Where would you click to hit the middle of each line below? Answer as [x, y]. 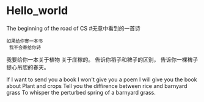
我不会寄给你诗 [25, 47]
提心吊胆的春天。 [28, 67]
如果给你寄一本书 [25, 41]
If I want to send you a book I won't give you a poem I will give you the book [102, 79]
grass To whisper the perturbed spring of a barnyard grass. [81, 92]
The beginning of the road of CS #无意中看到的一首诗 [73, 28]
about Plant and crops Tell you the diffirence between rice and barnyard [97, 86]
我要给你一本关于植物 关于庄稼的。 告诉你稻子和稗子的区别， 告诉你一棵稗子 [102, 59]
